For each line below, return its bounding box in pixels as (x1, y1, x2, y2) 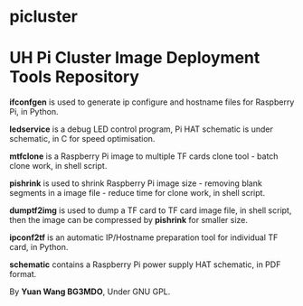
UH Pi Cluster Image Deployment (9, 48, 260, 69)
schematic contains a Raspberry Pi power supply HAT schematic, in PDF (9, 259, 281, 270)
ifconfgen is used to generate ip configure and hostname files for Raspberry (9, 97, 295, 107)
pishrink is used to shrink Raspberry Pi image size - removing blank (9, 178, 262, 189)
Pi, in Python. (9, 107, 59, 117)
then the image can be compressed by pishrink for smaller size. (9, 215, 249, 226)
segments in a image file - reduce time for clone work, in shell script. (9, 188, 265, 199)
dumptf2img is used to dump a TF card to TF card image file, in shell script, (9, 205, 292, 216)
